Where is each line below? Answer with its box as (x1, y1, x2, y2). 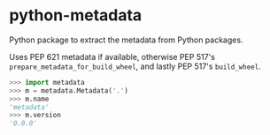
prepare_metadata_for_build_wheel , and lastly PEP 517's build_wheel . (9, 61, 261, 71)
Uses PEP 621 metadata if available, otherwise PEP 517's (9, 51, 215, 62)
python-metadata (9, 5, 143, 26)
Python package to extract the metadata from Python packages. (9, 34, 243, 45)
